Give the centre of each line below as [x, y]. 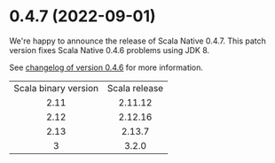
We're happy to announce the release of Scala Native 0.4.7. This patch [137, 41]
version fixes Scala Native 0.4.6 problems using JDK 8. [110, 50]
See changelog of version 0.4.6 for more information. [106, 67]
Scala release [135, 88]
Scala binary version [56, 88]
